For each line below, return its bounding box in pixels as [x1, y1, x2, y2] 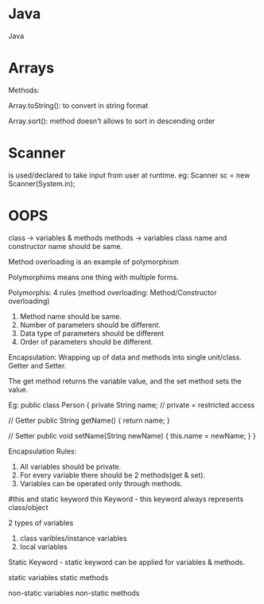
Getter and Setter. [8, 360, 67, 370]
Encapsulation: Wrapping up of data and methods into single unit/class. [8, 352, 243, 362]
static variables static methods [8, 572, 109, 582]
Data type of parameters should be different [19, 328, 165, 338]
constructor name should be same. [8, 241, 123, 251]
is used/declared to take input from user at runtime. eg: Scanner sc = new [8, 170, 250, 180]
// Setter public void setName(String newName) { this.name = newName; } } [8, 431, 256, 440]
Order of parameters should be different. [19, 337, 153, 346]
